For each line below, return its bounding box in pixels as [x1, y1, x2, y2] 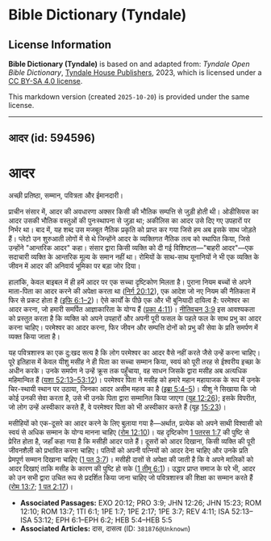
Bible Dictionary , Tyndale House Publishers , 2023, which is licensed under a [8, 68, 262, 77]
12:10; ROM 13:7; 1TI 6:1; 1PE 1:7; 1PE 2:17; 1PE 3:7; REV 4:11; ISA [19, 506, 230, 517]
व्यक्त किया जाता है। [8, 332, 60, 342]
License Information [8, 38, 111, 52]
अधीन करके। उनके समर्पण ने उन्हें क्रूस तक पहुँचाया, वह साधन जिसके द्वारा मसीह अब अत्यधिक [8, 366, 248, 376]
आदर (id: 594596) [8, 131, 95, 145]
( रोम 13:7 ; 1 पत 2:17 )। [8, 482, 74, 492]
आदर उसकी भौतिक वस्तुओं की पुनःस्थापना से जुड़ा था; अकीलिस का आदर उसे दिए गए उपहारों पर [8, 216, 251, 226]
